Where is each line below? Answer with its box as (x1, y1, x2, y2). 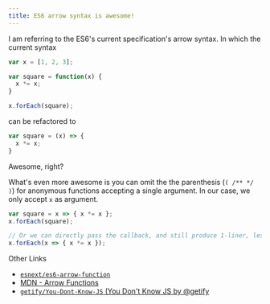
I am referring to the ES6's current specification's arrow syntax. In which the (8, 34, 261, 43)
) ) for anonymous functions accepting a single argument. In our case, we (8, 186, 251, 195)
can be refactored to (8, 117, 76, 125)
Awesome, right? (8, 162, 64, 171)
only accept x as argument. (8, 194, 99, 203)
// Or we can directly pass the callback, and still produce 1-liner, (8, 232, 250, 240)
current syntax (8, 42, 57, 52)
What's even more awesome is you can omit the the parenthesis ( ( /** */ (8, 177, 255, 187)
